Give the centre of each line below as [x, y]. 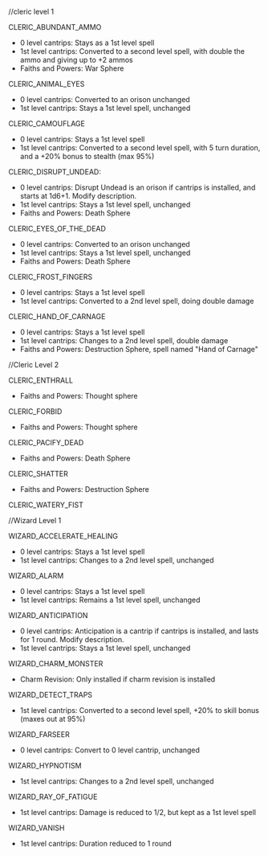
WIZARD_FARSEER [39, 734]
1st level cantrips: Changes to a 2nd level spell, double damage [124, 340]
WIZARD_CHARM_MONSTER [56, 664]
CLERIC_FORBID [35, 412]
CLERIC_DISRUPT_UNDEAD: [55, 172]
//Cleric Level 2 [34, 365]
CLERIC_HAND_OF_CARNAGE [57, 316]
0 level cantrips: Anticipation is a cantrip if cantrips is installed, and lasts [139, 631]
